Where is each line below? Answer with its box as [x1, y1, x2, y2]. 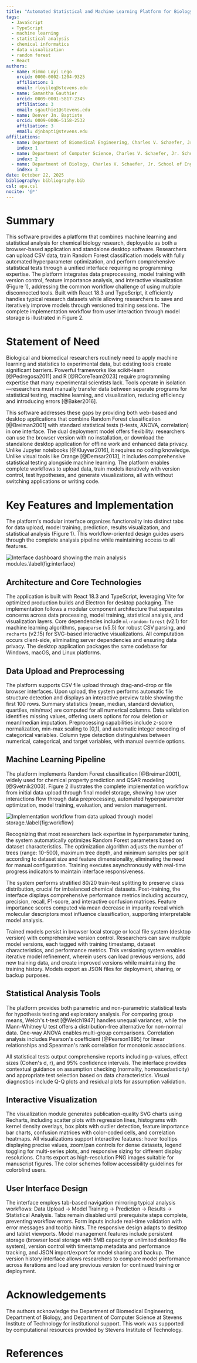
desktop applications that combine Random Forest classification [6, 415, 161, 422]
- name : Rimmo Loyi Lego [11, 69, 72, 75]
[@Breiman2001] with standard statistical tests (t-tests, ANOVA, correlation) [6, 422, 189, 429]
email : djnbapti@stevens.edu [16, 128, 88, 135]
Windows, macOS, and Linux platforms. [6, 649, 101, 656]
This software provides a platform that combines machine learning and [6, 233, 177, 241]
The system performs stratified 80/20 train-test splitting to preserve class [6, 879, 185, 886]
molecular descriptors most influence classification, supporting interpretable [6, 910, 191, 917]
